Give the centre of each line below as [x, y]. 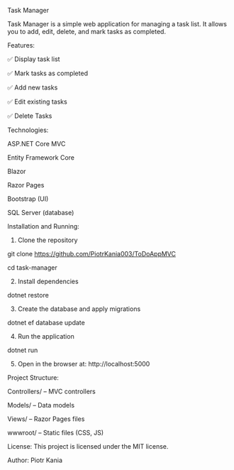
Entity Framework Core [41, 158]
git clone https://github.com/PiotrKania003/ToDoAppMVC [91, 254]
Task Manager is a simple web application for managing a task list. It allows [117, 24]
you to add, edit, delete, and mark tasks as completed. [87, 32]
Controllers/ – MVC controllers [51, 391]
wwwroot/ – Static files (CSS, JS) [56, 433]
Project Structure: [33, 378]
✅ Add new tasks [33, 87]
